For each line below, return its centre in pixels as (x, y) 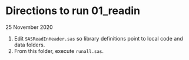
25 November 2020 (29, 27)
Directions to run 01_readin (73, 11)
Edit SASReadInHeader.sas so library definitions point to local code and (98, 38)
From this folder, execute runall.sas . (59, 51)
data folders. (29, 45)
